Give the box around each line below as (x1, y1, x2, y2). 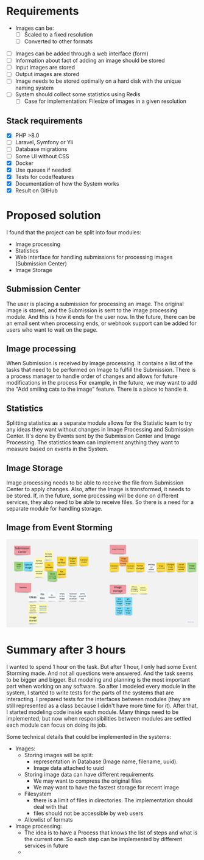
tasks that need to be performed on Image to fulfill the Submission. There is (6, 366, 196, 374)
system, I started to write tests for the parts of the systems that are (6, 689, 174, 696)
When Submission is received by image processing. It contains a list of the (6, 360, 193, 367)
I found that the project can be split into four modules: (6, 228, 141, 236)
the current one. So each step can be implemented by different (24, 835, 183, 842)
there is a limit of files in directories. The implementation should (33, 796, 193, 804)
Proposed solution (6, 209, 101, 223)
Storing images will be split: (24, 751, 94, 758)
